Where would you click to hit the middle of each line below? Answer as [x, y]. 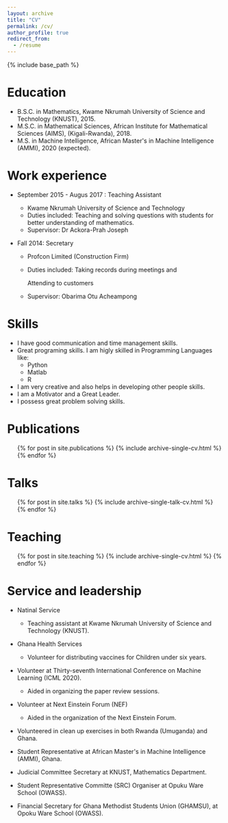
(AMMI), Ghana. [39, 759]
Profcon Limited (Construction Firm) [78, 256]
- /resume [27, 45]
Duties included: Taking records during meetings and [102, 270]
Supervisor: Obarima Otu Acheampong [82, 296]
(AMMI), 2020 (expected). [54, 147]
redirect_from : [29, 39]
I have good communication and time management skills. [97, 343]
